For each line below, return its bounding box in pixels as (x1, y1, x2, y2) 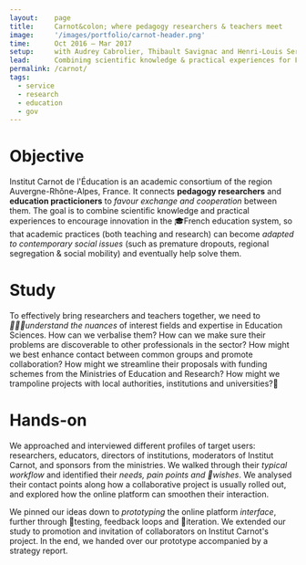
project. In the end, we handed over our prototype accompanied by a (9, 536, 269, 547)
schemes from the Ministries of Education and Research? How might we (9, 369, 280, 380)
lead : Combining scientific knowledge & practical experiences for (9, 56, 291, 65)
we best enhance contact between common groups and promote (9, 349, 253, 361)
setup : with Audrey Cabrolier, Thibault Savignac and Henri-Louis (9, 47, 283, 57)
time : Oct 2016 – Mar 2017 (9, 38, 132, 48)
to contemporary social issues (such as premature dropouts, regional (9, 238, 270, 249)
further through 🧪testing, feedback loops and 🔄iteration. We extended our (9, 517, 287, 528)
